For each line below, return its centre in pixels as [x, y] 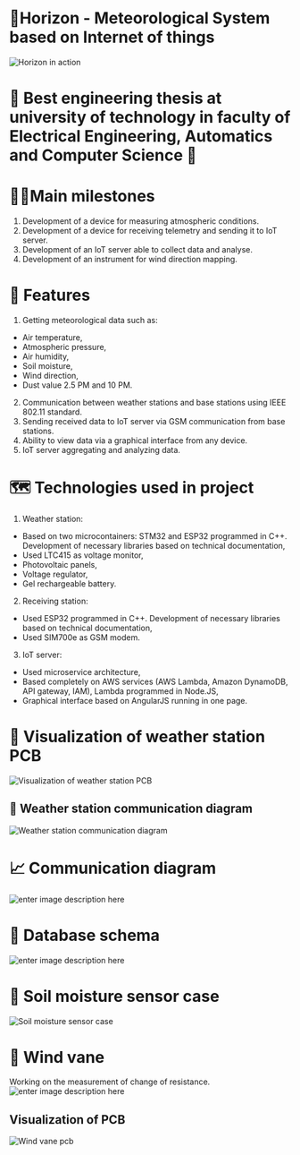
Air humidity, [46, 356]
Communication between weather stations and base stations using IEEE [154, 402]
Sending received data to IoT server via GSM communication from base [154, 421]
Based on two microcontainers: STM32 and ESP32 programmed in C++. [154, 535]
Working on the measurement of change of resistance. [110, 1082]
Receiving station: [55, 601]
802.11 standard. [52, 412]
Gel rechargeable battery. [69, 583]
